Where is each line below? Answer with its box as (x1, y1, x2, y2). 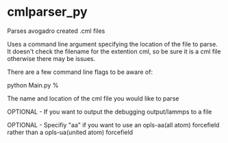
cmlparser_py (7, 4, 88, 20)
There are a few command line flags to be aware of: (7, 68, 153, 76)
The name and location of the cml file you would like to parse (7, 94, 179, 103)
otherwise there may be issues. (7, 54, 96, 62)
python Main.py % (7, 81, 59, 89)
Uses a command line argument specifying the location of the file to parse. (7, 40, 218, 48)
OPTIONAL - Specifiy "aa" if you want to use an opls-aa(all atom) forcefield (7, 120, 220, 129)
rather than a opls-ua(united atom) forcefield (7, 128, 134, 136)
